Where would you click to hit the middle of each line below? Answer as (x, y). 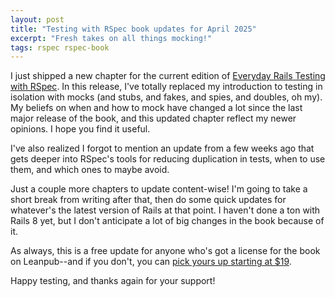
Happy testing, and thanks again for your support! (113, 281)
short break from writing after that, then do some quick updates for (148, 200)
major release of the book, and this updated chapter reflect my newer (153, 118)
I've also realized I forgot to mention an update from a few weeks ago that (162, 148)
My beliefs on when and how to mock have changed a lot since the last (156, 108)
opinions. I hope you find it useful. (80, 129)
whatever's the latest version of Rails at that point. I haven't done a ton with (165, 210)
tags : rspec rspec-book (60, 47)
